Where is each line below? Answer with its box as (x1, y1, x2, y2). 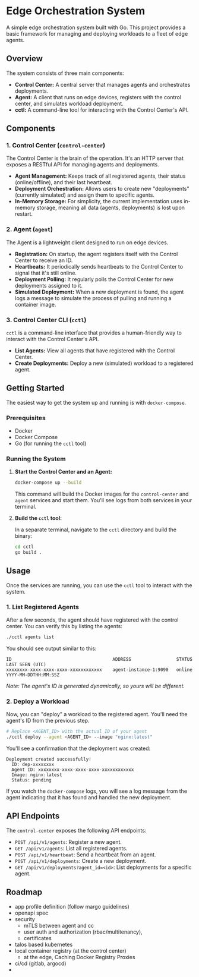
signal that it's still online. (14, 269, 77, 276)
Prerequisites (6, 414, 46, 422)
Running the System (6, 455, 67, 463)
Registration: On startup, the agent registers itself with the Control (14, 250, 178, 257)
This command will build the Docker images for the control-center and (14, 490, 189, 497)
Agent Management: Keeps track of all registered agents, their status (14, 172, 186, 179)
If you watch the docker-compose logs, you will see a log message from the (6, 787, 188, 795)
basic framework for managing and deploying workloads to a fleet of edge (6, 30, 188, 37)
